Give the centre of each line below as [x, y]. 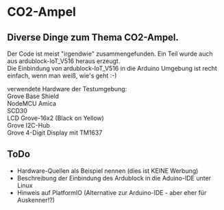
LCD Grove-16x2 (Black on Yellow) [55, 118]
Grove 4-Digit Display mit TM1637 [55, 132]
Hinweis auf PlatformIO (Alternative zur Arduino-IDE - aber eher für [112, 192]
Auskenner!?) [36, 200]
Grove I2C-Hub [28, 125]
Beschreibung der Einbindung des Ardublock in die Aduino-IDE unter [114, 178]
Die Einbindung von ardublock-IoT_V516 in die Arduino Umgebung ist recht [112, 68]
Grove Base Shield [33, 96]
